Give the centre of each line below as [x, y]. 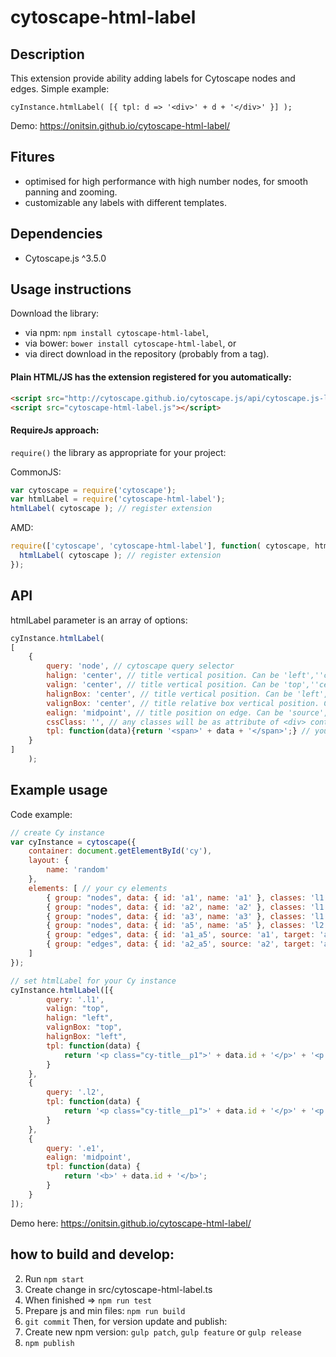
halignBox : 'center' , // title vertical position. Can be [169, 694]
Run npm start [54, 1278]
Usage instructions [71, 289]
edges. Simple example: [60, 89]
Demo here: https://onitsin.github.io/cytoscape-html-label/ [131, 1223]
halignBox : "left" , [87, 1037]
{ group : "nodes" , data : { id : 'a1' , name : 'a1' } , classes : [176, 897]
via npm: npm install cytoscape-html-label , [117, 333]
